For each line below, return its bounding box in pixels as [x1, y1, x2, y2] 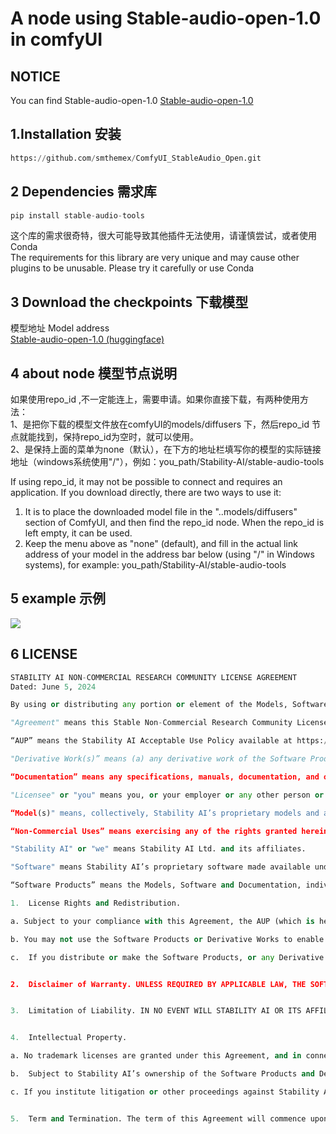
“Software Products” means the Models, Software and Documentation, [10, 880, 302, 891]
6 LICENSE [10, 646, 78, 663]
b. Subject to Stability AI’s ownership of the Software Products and [10, 1069, 315, 1079]
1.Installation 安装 [10, 126, 122, 143]
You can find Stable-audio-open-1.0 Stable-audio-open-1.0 [10, 95, 254, 106]
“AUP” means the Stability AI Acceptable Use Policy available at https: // [10, 736, 333, 746]
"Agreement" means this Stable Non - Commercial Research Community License [10, 718, 329, 728]
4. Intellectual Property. [10, 1033, 128, 1043]
